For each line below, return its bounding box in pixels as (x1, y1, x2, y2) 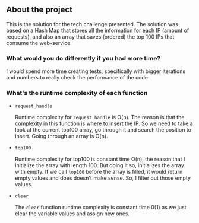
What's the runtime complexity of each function (6, 89, 148, 97)
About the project (6, 5, 73, 15)
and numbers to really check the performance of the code (6, 74, 149, 81)
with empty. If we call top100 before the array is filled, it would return (14, 168, 183, 176)
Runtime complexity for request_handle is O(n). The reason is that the (14, 114, 185, 121)
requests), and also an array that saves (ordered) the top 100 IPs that (6, 33, 175, 40)
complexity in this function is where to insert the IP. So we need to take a (14, 120, 193, 127)
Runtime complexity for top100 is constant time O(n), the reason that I (14, 155, 185, 163)
